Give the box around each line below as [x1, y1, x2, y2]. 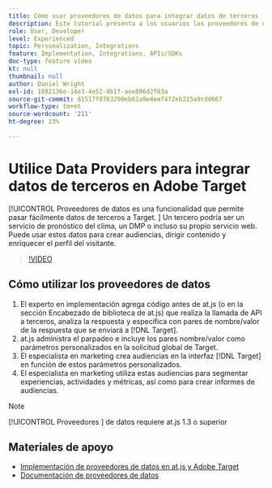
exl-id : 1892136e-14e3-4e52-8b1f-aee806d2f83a [8, 87, 168, 96]
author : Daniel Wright [8, 80, 85, 88]
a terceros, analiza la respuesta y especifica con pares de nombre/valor [19, 316, 260, 326]
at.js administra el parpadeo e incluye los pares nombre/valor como [19, 334, 245, 343]
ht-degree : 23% [8, 118, 60, 126]
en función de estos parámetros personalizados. [19, 359, 182, 369]
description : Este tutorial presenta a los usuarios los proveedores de [8, 19, 259, 28]
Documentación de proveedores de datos [19, 470, 159, 480]
